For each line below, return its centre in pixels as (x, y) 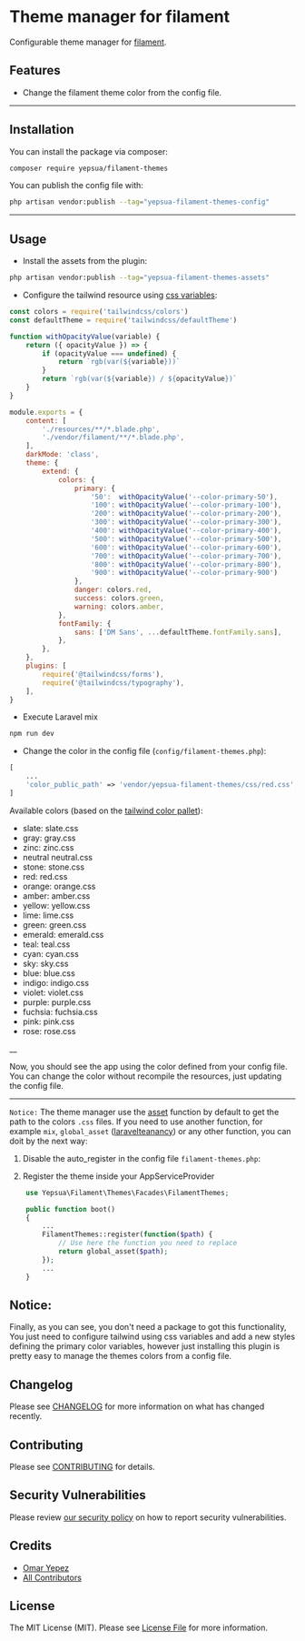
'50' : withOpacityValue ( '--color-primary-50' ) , (184, 497)
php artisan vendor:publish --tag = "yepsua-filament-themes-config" (140, 202)
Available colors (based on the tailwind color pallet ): (106, 810)
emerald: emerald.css (63, 934)
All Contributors (52, 1577)
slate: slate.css (50, 828)
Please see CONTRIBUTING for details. (83, 1466)
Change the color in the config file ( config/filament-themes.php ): (144, 751)
